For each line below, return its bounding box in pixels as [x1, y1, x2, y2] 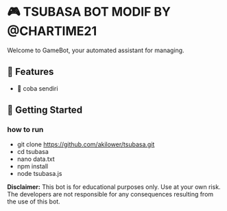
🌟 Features [7, 66, 54, 78]
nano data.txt [16, 155, 55, 164]
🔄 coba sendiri [16, 84, 58, 92]
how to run [7, 125, 44, 135]
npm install [16, 162, 49, 170]
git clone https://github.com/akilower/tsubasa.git [16, 140, 155, 148]
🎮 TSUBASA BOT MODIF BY [7, 4, 171, 20]
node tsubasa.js [16, 170, 62, 178]
